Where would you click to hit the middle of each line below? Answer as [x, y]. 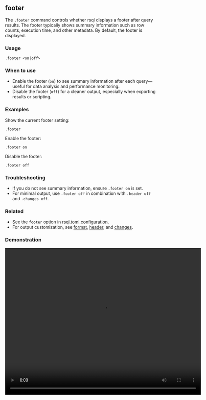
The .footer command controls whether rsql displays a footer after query [79, 20]
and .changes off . [30, 199]
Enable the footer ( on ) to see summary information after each [74, 81]
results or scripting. [32, 97]
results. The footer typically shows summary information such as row [75, 25]
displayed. [15, 35]
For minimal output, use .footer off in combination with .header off [81, 193]
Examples [17, 110]
